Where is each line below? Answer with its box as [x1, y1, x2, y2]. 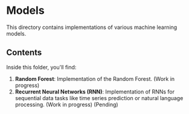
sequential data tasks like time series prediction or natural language [14, 94, 184, 101]
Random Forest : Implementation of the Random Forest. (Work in [14, 75, 175, 82]
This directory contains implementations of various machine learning [6, 24, 178, 31]
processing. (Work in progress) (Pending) [14, 101, 119, 108]
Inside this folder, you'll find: [6, 63, 77, 71]
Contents [6, 48, 42, 58]
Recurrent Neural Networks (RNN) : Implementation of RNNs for [14, 88, 175, 95]
